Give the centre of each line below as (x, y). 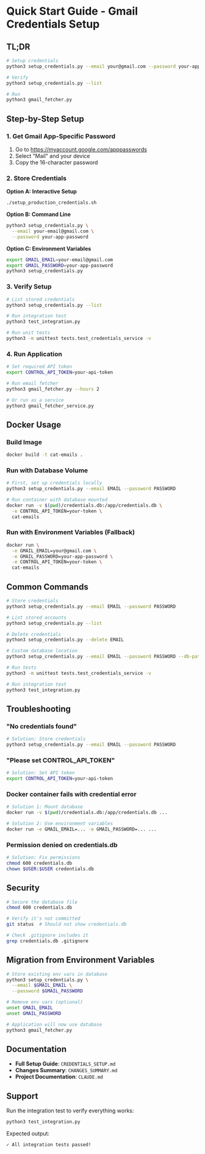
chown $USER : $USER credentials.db (50, 869)
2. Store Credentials (37, 178)
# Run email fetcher (33, 383)
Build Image (24, 442)
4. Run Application (34, 354)
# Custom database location (42, 651)
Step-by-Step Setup (45, 119)
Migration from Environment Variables (81, 960)
